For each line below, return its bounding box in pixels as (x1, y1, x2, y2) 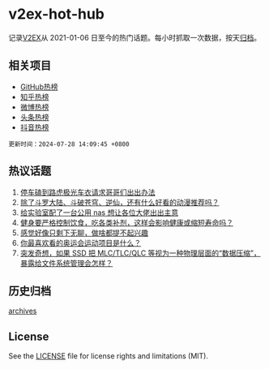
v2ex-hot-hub (8, 5, 105, 24)
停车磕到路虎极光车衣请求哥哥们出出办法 (19, 187, 156, 197)
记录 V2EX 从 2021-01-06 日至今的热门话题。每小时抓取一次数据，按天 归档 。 (8, 32, 262, 42)
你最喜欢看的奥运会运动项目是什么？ (19, 238, 142, 247)
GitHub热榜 (19, 82, 58, 92)
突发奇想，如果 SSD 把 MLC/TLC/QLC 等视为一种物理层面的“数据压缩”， (19, 248, 261, 258)
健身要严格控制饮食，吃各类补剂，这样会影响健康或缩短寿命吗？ (19, 217, 233, 227)
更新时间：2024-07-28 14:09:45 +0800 (8, 139, 130, 148)
